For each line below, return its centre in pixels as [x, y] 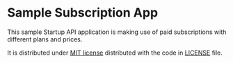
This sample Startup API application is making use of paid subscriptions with [117, 32]
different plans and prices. [45, 39]
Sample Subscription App [83, 13]
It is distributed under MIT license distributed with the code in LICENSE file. [115, 53]
